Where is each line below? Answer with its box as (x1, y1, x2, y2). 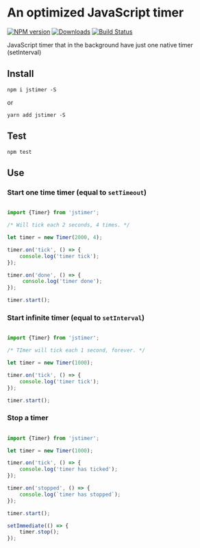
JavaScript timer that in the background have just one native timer (7, 41, 194, 49)
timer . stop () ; (19, 529, 60, 536)
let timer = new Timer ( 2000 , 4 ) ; (7, 234, 103, 241)
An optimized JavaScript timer (7, 5, 184, 21)
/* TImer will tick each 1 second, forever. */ (7, 347, 146, 354)
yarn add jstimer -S (7, 111, 66, 118)
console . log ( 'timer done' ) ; (22, 278, 103, 285)
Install (7, 68, 34, 80)
